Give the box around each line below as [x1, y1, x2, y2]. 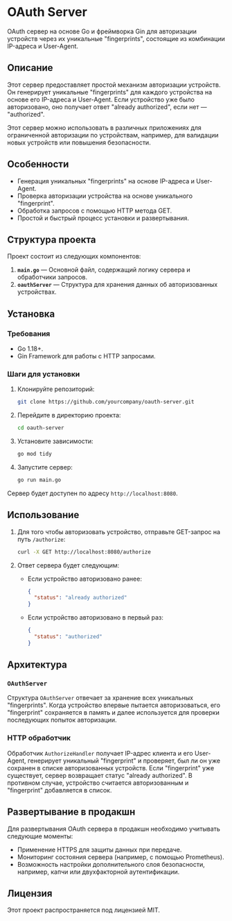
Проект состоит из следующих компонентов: [7, 252, 141, 260]
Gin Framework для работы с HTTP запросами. [17, 352, 156, 360]
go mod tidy [17, 451, 52, 458]
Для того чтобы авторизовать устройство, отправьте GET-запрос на [17, 527, 220, 536]
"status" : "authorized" [33, 633, 102, 640]
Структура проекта [7, 233, 96, 245]
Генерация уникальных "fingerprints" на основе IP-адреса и [17, 176, 195, 185]
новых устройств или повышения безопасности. [7, 138, 151, 147]
